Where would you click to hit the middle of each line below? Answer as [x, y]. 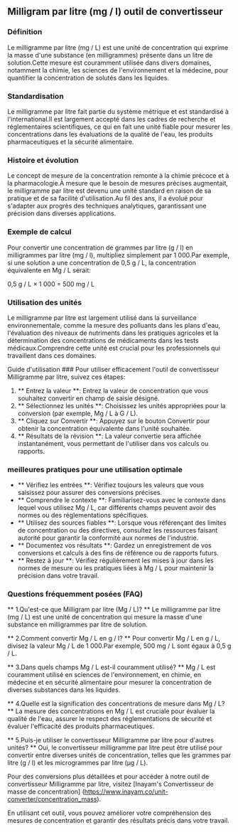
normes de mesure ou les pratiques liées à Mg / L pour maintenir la [116, 568]
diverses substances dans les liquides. [64, 690]
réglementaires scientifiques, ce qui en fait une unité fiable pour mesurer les [119, 127]
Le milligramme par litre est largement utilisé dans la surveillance [102, 318]
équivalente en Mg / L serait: [49, 270]
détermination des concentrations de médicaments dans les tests [103, 340]
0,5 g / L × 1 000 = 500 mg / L [51, 284]
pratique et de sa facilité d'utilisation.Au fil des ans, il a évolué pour [106, 198]
